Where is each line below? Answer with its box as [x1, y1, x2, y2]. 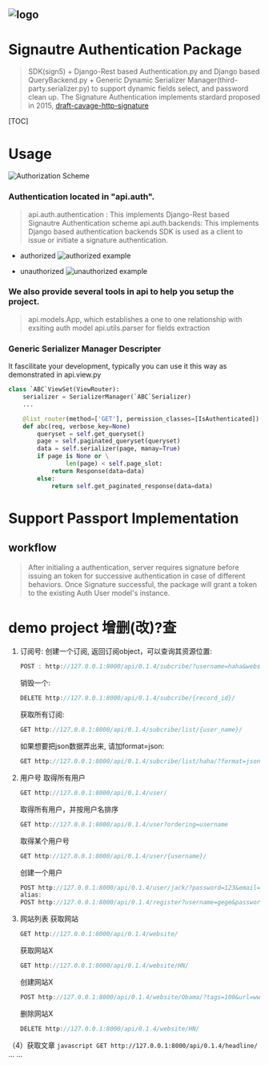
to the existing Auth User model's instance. [27, 588, 171, 598]
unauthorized [19, 266, 64, 275]
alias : [19, 891, 42, 900]
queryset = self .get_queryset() [37, 430, 146, 438]
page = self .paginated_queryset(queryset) [37, 437, 181, 446]
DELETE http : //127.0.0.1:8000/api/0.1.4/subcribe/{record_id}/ [19, 694, 236, 703]
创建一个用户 [19, 867, 62, 877]
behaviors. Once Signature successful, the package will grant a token [27, 579, 258, 589]
